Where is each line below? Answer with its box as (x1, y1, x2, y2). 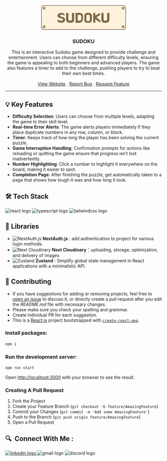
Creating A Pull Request (5, 387, 64, 394)
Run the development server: (5, 353, 77, 360)
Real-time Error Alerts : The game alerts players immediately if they (12, 124, 151, 130)
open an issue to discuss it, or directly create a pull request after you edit (12, 296, 162, 302)
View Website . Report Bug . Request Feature (37, 81, 130, 87)
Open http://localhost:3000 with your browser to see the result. (5, 374, 135, 380)
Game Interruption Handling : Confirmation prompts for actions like (12, 145, 150, 151)
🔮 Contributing (5, 277, 52, 286)
